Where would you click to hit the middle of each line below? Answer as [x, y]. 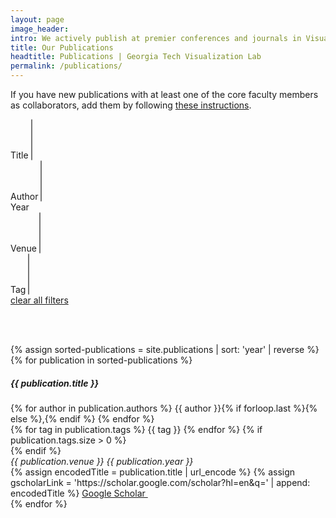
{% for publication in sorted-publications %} [101, 360]
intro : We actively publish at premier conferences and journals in [156, 38]
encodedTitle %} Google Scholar [78, 493]
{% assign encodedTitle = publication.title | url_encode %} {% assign [153, 472]
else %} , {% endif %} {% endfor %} [82, 418]
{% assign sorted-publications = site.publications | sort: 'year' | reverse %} [165, 349]
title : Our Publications [62, 47]
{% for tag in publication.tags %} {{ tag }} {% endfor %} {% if [136, 429]
